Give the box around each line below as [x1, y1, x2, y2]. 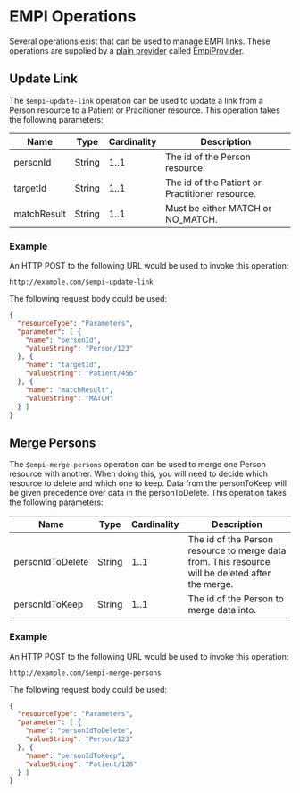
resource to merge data [187, 544, 287, 557]
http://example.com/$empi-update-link [9, 277, 154, 287]
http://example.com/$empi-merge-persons [9, 669, 162, 678]
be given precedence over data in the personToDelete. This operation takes [9, 488, 287, 499]
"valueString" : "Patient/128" [25, 759, 138, 769]
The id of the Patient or [164, 176, 262, 189]
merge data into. [187, 604, 257, 617]
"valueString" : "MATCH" [25, 394, 114, 403]
